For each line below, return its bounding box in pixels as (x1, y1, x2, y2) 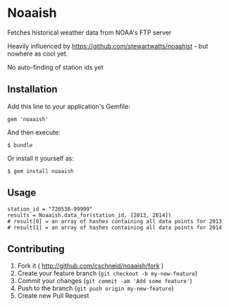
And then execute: (7, 128, 61, 137)
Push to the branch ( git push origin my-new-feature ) (17, 284, 174, 293)
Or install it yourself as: (7, 153, 74, 163)
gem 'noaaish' (7, 115, 49, 123)
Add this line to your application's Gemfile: (7, 102, 130, 111)
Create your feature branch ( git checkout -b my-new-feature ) (17, 269, 198, 277)
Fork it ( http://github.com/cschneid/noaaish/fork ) (17, 262, 164, 270)
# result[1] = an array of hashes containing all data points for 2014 (7, 224, 222, 231)
